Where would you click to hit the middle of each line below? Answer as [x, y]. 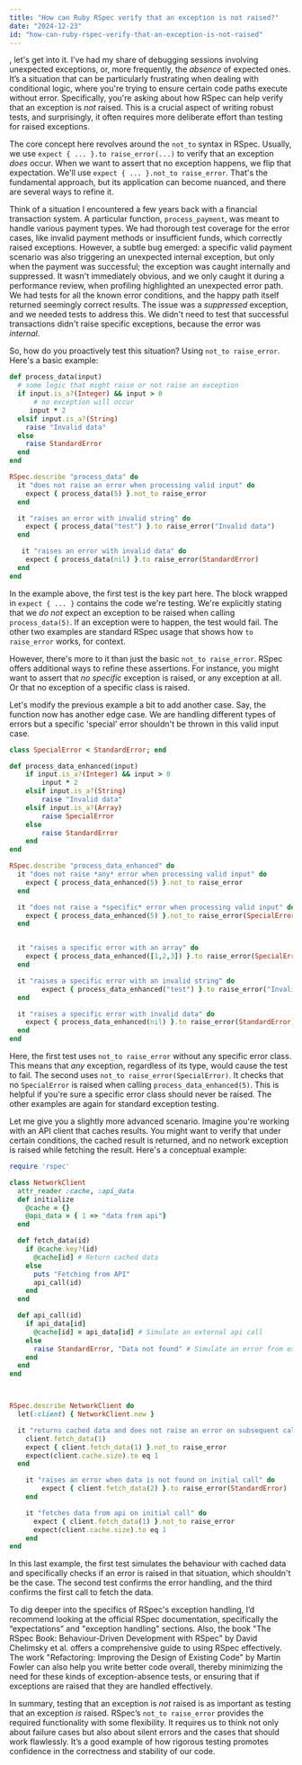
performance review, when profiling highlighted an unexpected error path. [147, 286]
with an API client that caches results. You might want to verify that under [145, 1131]
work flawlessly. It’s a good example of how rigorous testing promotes [139, 1742]
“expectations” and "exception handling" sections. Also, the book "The [140, 1629]
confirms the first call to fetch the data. [82, 1592]
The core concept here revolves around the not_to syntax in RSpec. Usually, [151, 144]
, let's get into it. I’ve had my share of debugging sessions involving [134, 60]
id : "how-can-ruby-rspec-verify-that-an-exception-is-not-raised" [136, 34]
